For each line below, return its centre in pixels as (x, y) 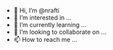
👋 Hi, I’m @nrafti (36, 10)
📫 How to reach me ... (45, 40)
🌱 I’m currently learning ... (50, 25)
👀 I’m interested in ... (42, 18)
